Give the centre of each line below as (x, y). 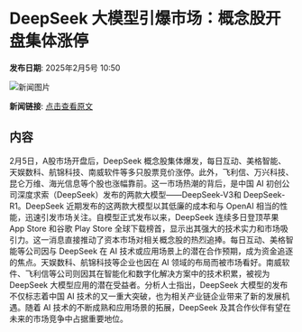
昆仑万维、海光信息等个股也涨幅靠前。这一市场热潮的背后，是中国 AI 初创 (146, 183)
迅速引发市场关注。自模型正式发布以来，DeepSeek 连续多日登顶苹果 (152, 217)
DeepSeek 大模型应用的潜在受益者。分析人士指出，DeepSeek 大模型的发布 (149, 284)
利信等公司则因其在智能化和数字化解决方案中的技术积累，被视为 (151, 273)
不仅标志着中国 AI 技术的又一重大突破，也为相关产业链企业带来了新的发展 (146, 296)
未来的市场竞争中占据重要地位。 (69, 318)
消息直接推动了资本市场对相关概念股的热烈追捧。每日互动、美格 (167, 239)
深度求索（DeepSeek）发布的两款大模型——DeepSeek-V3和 (129, 194)
